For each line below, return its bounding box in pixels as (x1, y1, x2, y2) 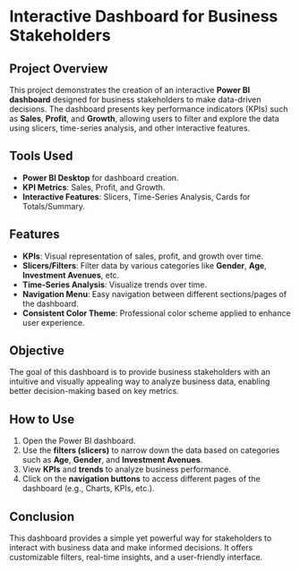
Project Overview (9, 61, 108, 76)
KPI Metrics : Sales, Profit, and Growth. (21, 182, 166, 192)
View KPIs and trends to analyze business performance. (21, 464, 231, 475)
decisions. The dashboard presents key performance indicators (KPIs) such (9, 104, 288, 114)
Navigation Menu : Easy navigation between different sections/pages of (21, 288, 287, 299)
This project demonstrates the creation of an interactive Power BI (9, 85, 251, 95)
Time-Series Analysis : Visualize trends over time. (21, 279, 208, 290)
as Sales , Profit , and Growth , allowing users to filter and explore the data (9, 114, 279, 124)
